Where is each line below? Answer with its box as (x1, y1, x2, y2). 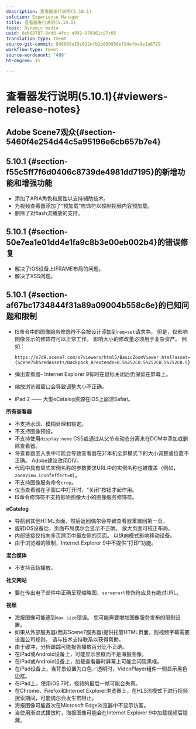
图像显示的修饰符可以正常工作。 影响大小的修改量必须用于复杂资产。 (14, 335, 180, 343)
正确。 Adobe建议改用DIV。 (14, 457, 82, 464)
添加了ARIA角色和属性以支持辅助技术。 (14, 194, 109, 202)
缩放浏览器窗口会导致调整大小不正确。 (14, 383, 107, 390)
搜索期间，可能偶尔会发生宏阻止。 (14, 694, 97, 701)
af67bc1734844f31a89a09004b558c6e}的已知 (6, 300, 182, 310)
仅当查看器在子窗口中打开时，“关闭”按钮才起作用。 (14, 486, 137, 493)
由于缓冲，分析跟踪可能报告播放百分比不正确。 (14, 643, 128, 650)
